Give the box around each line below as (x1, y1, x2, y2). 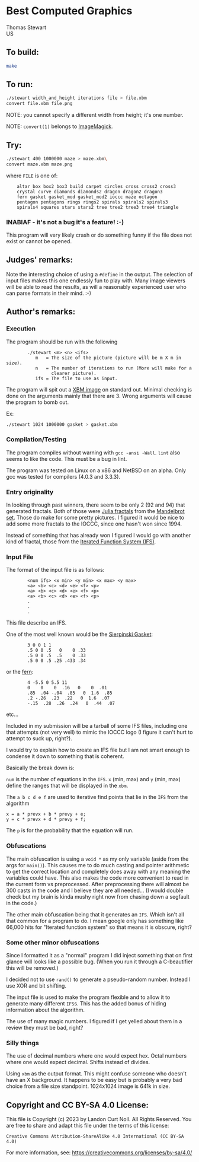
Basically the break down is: (6, 764, 75, 772)
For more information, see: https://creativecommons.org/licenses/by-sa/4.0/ (6, 1149, 192, 1156)
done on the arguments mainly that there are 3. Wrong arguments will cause (6, 392, 192, 399)
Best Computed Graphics (6, 4, 133, 18)
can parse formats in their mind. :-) (6, 289, 92, 297)
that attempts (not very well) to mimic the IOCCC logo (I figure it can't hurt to (6, 728, 193, 736)
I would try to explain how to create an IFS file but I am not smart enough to (6, 746, 190, 754)
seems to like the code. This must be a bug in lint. (6, 455, 127, 462)
